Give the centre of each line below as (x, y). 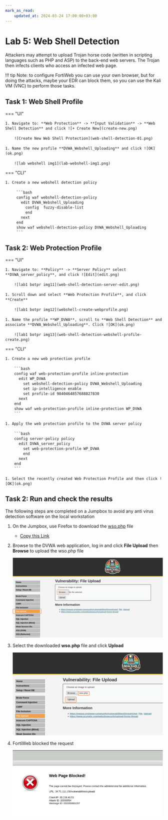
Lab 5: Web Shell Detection (62, 41)
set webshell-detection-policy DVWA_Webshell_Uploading (82, 384)
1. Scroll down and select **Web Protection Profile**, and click (76, 295)
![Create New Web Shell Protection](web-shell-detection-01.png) (84, 138)
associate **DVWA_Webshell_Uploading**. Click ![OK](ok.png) (70, 325)
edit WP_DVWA (32, 379)
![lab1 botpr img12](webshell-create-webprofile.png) (71, 310)
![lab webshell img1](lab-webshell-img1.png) (62, 163)
